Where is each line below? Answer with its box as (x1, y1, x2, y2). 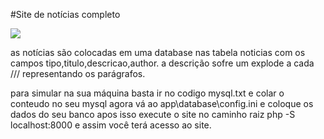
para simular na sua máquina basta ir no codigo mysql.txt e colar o (10, 87, 285, 99)
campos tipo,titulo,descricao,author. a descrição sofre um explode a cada (10, 57, 315, 69)
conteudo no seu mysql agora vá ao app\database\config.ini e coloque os (10, 98, 314, 109)
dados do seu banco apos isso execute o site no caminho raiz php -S (10, 109, 296, 120)
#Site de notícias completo (10, 9, 121, 20)
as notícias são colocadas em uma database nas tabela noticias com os (10, 47, 306, 58)
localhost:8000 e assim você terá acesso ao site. (10, 119, 212, 131)
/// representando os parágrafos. (10, 68, 146, 79)
